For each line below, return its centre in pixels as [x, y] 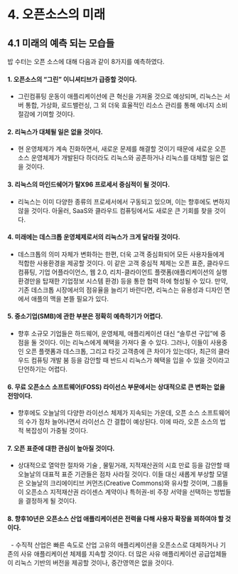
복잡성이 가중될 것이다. [57, 431]
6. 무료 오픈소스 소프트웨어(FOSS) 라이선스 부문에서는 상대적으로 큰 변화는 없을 [116, 387]
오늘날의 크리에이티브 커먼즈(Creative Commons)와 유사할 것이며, [117, 483]
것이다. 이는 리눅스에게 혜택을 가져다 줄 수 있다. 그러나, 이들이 [124, 343]
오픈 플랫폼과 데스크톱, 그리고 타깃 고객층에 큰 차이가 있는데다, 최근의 [121, 351]
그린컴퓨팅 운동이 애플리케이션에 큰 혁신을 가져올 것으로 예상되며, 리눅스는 [120, 96]
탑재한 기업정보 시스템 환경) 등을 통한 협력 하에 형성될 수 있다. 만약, [135, 281]
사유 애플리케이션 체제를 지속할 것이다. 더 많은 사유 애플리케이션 [108, 553]
